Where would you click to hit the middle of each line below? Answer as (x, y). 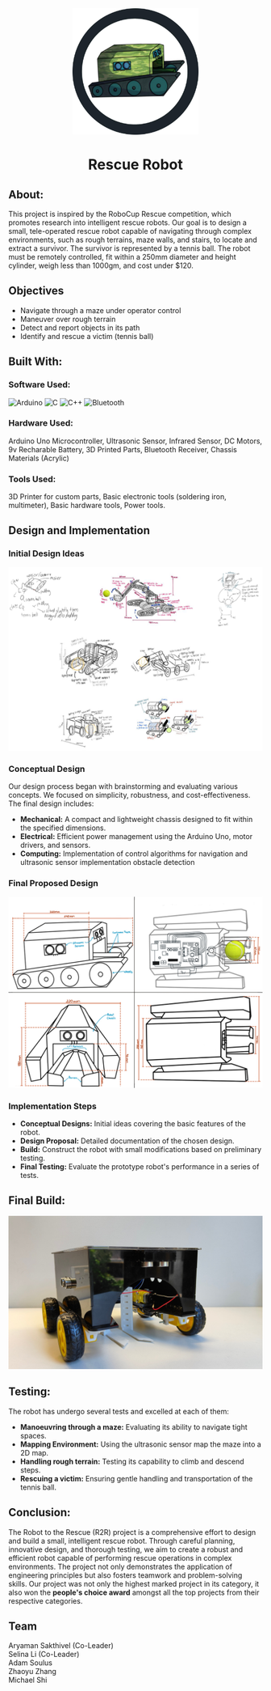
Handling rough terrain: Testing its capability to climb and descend (132, 1461)
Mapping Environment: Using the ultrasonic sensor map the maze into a (141, 1444)
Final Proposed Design (54, 884)
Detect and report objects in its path (80, 328)
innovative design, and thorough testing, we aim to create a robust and (126, 1549)
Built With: (35, 362)
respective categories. (46, 1600)
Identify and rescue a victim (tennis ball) (87, 336)
